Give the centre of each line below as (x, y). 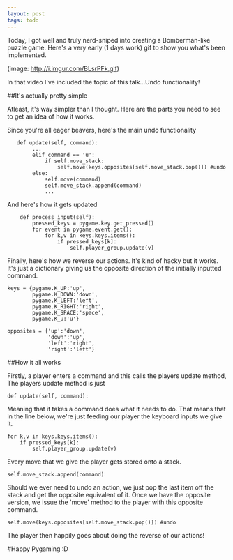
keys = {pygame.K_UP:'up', (46, 288)
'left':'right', (72, 343)
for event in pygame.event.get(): (82, 229)
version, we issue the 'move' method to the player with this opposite (105, 502)
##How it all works (34, 362)
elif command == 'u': (64, 155)
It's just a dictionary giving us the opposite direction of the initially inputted (114, 268)
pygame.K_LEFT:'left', (65, 301)
